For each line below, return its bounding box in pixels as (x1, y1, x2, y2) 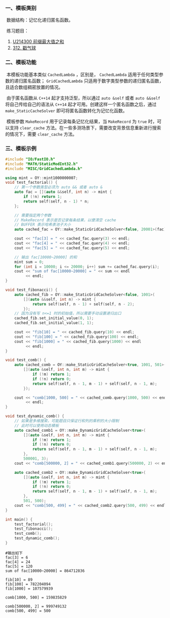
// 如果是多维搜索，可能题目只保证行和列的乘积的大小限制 (14, 419, 119, 424)
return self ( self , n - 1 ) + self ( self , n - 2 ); (32, 301, 135, 306)
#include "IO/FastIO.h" (5, 156, 56, 162)
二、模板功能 (5, 59, 37, 66)
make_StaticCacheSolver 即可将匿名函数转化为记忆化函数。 (5, 108, 127, 114)
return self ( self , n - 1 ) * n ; (23, 199, 90, 204)
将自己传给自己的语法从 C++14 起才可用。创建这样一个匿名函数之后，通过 (5, 101, 157, 107)
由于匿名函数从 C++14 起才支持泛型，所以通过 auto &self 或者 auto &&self (6, 95, 160, 101)
